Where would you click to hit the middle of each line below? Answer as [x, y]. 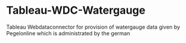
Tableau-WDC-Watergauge [76, 10]
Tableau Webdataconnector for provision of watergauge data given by [93, 27]
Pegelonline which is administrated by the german [68, 33]
